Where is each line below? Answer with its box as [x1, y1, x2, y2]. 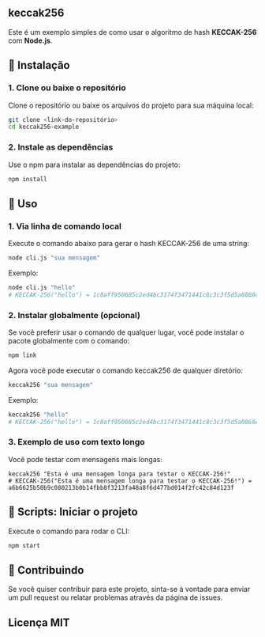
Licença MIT [8, 616, 70, 629]
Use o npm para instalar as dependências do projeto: [8, 160, 181, 169]
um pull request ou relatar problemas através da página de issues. [8, 593, 223, 602]
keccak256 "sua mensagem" [8, 381, 93, 389]
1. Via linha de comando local [8, 221, 122, 232]
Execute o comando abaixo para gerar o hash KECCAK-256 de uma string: [8, 239, 250, 248]
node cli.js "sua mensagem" [8, 254, 101, 262]
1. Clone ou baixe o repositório [8, 82, 126, 93]
